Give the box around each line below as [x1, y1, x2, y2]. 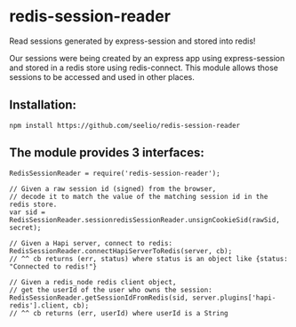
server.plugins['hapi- [192, 293, 276, 302]
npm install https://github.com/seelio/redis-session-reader [9, 121, 241, 130]
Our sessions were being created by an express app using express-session [9, 52, 285, 63]
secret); [9, 223, 42, 232]
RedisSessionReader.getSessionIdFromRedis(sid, [9, 293, 189, 302]
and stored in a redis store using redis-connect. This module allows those [9, 62, 278, 73]
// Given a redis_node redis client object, [9, 277, 177, 286]
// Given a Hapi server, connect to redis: [9, 238, 173, 248]
